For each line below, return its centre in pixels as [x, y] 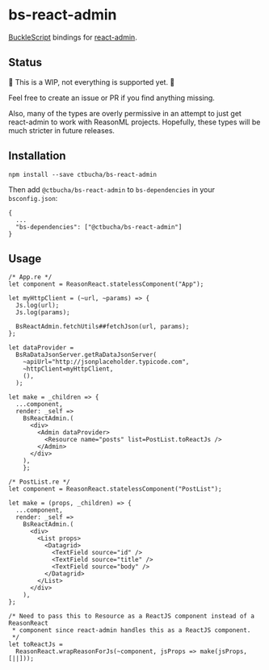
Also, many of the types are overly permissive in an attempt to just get [125, 113]
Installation [37, 156]
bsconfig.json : [33, 198]
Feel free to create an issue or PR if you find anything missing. [112, 98]
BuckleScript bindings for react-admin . [73, 37]
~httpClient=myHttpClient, [68, 369]
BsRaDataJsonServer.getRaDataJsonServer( [86, 355]
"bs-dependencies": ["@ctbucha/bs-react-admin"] [99, 227]
